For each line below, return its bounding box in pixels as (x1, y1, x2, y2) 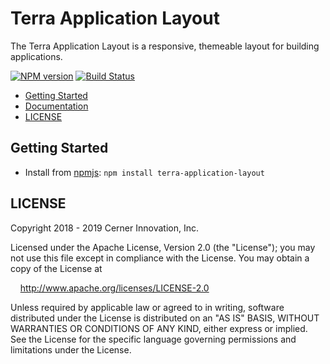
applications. (10, 50, 63, 62)
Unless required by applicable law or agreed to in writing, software (10, 301, 285, 313)
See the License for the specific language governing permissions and (10, 333, 297, 345)
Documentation (24, 100, 89, 112)
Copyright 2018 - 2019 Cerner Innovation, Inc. (10, 222, 199, 234)
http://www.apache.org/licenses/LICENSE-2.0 (19, 282, 210, 294)
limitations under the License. (10, 343, 132, 356)
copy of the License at (10, 262, 103, 274)
